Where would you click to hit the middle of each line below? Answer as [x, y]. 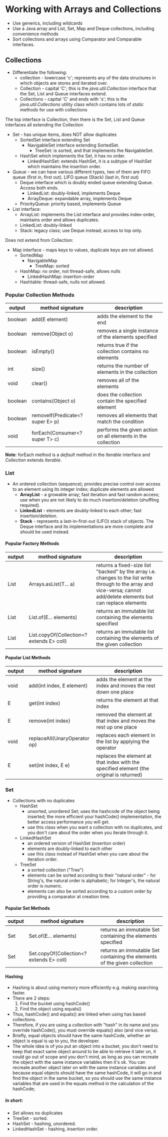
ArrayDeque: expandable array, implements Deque [79, 198]
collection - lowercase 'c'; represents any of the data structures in [88, 78]
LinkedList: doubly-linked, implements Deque [74, 193]
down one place [115, 692]
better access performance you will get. [68, 822]
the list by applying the [123, 741]
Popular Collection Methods [40, 295]
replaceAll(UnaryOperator [59, 738]
